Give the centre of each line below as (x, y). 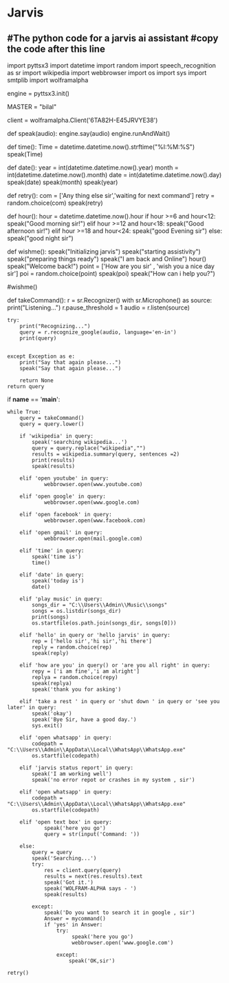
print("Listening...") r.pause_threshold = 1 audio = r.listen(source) (99, 307)
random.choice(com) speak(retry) (55, 203)
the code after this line (56, 49)
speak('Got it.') (69, 882)
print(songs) (51, 617)
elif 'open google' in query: (63, 496)
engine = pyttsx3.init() (39, 93)
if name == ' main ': (34, 399)
